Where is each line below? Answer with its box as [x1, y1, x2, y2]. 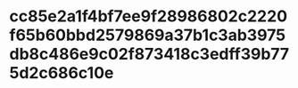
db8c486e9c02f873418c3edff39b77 [9, 44, 290, 64]
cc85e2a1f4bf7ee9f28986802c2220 [9, 6, 288, 27]
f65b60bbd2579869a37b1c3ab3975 [9, 25, 286, 45]
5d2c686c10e [9, 63, 114, 84]
